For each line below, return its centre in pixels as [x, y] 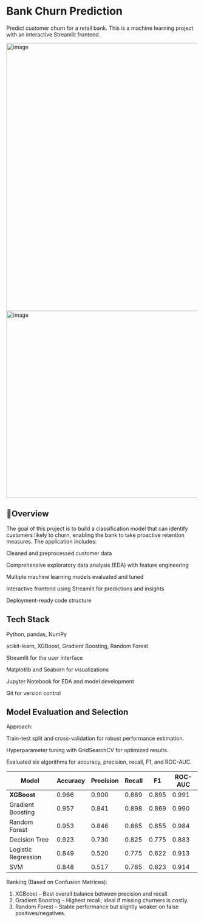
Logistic [21, 849]
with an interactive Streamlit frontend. [53, 34]
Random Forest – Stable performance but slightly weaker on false [97, 907]
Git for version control [34, 693]
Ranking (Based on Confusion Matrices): [57, 882]
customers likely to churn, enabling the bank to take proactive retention [96, 535]
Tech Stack [28, 619]
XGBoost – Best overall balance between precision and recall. [92, 894]
